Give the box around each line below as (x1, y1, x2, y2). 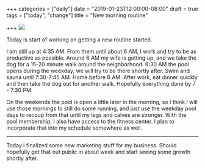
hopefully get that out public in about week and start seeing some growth (6, 149, 191, 155)
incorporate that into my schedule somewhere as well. (6, 124, 143, 131)
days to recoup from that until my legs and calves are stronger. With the (6, 111, 187, 118)
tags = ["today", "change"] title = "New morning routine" (6, 12, 148, 19)
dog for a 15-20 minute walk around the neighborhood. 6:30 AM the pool (6, 61, 189, 68)
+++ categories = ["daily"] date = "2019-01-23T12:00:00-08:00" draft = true (6, 5, 198, 12)
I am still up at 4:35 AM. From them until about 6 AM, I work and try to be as (6, 48, 196, 55)
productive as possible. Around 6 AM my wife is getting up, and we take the (6, 54, 197, 61)
